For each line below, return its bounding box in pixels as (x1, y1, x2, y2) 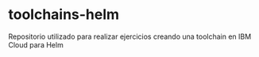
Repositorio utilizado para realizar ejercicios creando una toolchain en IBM (8, 32, 252, 41)
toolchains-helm (8, 6, 120, 24)
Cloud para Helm (8, 40, 64, 49)
